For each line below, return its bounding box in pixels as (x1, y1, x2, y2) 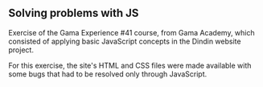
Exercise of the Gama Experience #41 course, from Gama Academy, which (8, 27, 255, 37)
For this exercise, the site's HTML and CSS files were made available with (8, 60, 252, 70)
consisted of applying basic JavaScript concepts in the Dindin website (8, 36, 241, 46)
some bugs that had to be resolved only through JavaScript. (8, 68, 208, 79)
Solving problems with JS (8, 6, 139, 20)
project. (8, 44, 35, 55)
